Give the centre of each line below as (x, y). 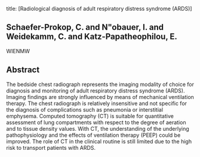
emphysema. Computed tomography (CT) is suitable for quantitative (90, 116)
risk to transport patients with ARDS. (51, 147)
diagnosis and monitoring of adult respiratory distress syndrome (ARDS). (96, 90)
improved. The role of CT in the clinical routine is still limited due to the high (99, 141)
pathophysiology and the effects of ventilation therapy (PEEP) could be (93, 135)
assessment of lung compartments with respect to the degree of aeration (96, 122)
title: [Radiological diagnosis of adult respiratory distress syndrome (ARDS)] (99, 9)
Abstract (23, 70)
